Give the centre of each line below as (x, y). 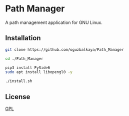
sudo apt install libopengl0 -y (39, 72)
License (18, 97)
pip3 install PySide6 (28, 68)
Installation (23, 38)
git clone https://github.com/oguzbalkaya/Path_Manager (64, 50)
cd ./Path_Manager (24, 58)
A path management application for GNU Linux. (54, 22)
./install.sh (19, 81)
